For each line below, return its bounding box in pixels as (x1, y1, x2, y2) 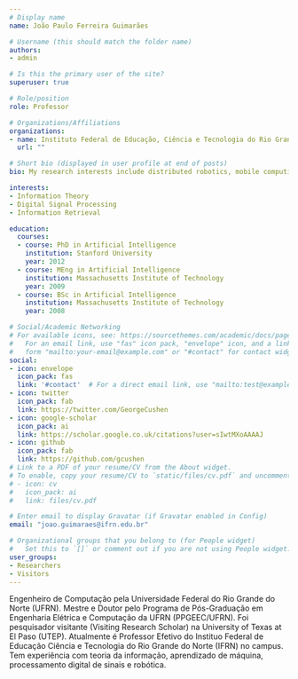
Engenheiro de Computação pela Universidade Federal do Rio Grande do (9, 594, 276, 604)
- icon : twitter (9, 389, 69, 398)
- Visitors (9, 569, 50, 578)
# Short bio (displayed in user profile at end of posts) (9, 159, 228, 169)
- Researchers (9, 561, 62, 570)
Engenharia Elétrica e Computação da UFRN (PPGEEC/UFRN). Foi (9, 612, 249, 623)
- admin (9, 54, 38, 63)
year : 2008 (25, 307, 66, 316)
